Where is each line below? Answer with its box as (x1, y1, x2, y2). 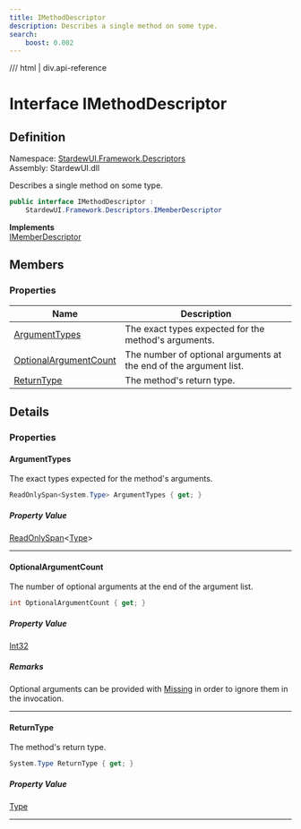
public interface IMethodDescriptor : (9, 198, 154, 207)
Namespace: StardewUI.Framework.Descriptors (9, 153, 186, 164)
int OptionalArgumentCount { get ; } (9, 599, 146, 608)
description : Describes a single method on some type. (9, 21, 219, 30)
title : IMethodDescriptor (9, 13, 106, 22)
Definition (9, 129, 65, 144)
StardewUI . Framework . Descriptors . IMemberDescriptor (25, 206, 222, 215)
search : (9, 30, 39, 38)
